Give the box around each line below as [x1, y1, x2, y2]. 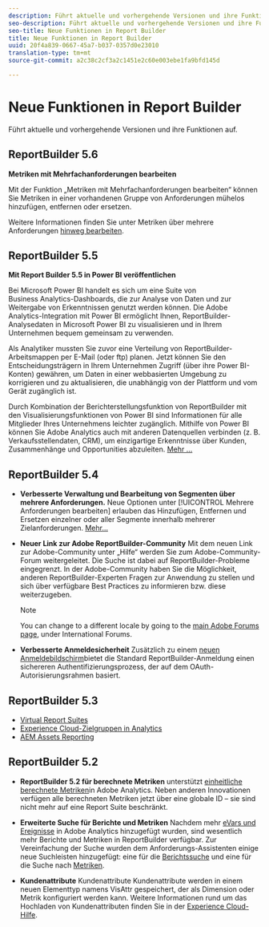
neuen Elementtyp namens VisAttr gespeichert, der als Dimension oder [19, 884, 255, 894]
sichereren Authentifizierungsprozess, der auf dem [19, 662, 188, 672]
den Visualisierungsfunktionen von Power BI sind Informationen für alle [8, 411, 243, 420]
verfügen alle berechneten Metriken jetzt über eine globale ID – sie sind [19, 793, 256, 803]
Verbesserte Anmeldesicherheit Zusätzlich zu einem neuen [19, 645, 220, 654]
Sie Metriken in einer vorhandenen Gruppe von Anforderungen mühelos [8, 193, 245, 203]
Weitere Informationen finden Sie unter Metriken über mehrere [8, 217, 215, 227]
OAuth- [189, 662, 215, 672]
